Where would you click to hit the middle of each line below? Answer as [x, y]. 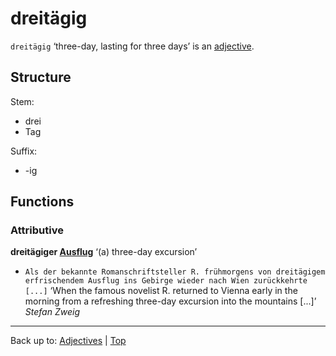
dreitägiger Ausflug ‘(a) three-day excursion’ [104, 252]
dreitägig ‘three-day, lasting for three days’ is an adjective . [132, 46]
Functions [42, 202]
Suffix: [24, 151]
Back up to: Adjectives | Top [68, 341]
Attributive [37, 230]
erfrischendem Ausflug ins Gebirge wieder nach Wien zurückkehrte [166, 281]
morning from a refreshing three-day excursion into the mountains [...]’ [170, 301]
